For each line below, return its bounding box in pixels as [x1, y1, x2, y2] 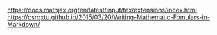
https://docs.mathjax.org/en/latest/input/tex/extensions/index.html [7, 6, 198, 14]
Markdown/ [7, 21, 40, 28]
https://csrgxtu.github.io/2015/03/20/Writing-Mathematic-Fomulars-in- [7, 13, 210, 21]
